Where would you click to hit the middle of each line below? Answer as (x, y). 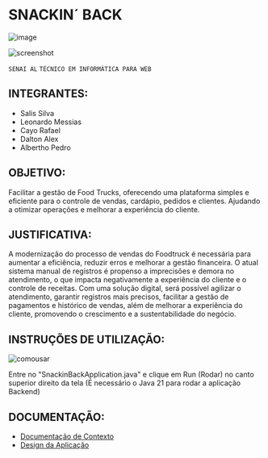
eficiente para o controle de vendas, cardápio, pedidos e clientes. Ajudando (134, 201)
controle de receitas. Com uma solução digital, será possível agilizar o (125, 289)
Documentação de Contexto (67, 436)
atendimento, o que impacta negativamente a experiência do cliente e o (128, 280)
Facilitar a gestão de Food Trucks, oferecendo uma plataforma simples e (129, 192)
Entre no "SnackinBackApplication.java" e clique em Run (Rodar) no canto (131, 375)
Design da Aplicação (54, 445)
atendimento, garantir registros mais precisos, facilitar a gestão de (119, 297)
